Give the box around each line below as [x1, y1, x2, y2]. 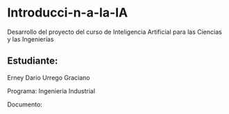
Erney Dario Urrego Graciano [7, 73, 90, 82]
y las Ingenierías [7, 35, 54, 43]
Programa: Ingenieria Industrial [7, 86, 96, 95]
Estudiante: [7, 55, 58, 67]
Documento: [7, 100, 43, 108]
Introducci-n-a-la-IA [7, 5, 128, 21]
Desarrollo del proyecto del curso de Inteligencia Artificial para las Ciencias [7, 28, 222, 36]
